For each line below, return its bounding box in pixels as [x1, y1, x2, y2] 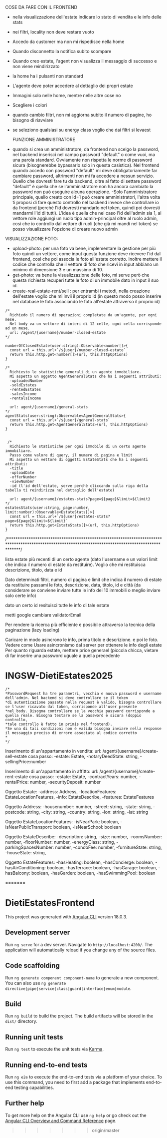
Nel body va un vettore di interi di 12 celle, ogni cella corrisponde [9, 321, 162, 326]
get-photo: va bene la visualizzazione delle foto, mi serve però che [12, 272, 150, 278]
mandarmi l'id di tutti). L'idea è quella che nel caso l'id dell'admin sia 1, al [12, 210, 162, 216]
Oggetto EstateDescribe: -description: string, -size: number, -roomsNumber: [5, 833, 163, 840]
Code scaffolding [5, 961, 60, 970]
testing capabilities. [14, 1084, 54, 1090]
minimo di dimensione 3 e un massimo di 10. [12, 267, 103, 272]
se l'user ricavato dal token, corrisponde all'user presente [5, 704, 137, 709]
